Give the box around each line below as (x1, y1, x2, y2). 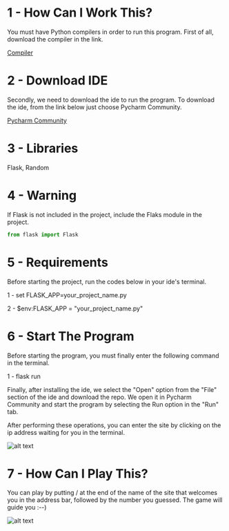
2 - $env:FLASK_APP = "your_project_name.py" (7, 304, 143, 313)
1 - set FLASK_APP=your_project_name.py (7, 290, 128, 299)
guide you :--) (7, 503, 47, 512)
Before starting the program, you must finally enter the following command (7, 351, 219, 360)
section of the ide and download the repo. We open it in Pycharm (7, 393, 192, 401)
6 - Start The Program (7, 328, 135, 344)
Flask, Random (7, 163, 50, 171)
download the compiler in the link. (7, 35, 103, 43)
